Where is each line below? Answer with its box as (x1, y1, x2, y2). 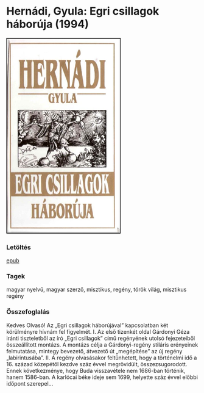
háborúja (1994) (6, 17, 90, 31)
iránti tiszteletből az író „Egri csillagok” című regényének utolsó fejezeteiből (6, 334, 195, 342)
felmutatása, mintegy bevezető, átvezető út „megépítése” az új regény (6, 347, 183, 355)
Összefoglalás (6, 308, 50, 316)
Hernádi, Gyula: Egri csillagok (6, 4, 160, 18)
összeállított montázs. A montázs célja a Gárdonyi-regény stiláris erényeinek (6, 341, 199, 348)
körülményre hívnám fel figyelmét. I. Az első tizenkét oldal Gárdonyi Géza (6, 328, 190, 335)
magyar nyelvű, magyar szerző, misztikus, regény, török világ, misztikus (6, 286, 187, 294)
